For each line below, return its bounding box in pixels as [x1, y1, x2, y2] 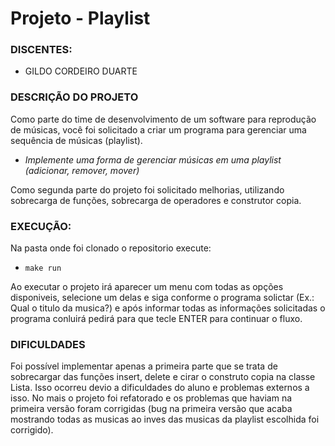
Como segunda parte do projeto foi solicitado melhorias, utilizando [10, 183, 285, 196]
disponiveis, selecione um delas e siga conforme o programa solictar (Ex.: [10, 292, 315, 304]
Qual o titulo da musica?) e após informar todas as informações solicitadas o [10, 302, 326, 314]
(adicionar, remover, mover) [24, 164, 140, 176]
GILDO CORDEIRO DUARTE [24, 65, 138, 77]
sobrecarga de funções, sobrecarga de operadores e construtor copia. [10, 194, 302, 206]
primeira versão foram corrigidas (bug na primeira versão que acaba [10, 403, 293, 415]
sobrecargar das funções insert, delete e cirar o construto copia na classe [10, 371, 316, 383]
